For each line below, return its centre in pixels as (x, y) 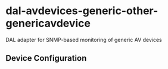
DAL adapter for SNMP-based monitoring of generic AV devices (84, 40)
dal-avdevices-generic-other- (82, 11)
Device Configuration (46, 58)
